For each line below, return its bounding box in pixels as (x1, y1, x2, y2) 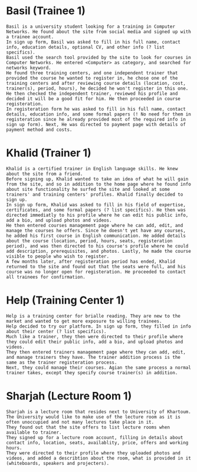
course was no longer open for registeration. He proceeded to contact (6, 269, 186, 275)
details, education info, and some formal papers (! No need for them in (6, 111, 192, 117)
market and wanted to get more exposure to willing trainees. (6, 318, 162, 324)
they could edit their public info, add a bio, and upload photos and (6, 339, 183, 345)
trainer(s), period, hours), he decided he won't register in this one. (6, 85, 189, 91)
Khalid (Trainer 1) (6, 146, 91, 160)
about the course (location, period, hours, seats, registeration (6, 237, 173, 244)
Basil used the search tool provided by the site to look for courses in (6, 54, 192, 60)
